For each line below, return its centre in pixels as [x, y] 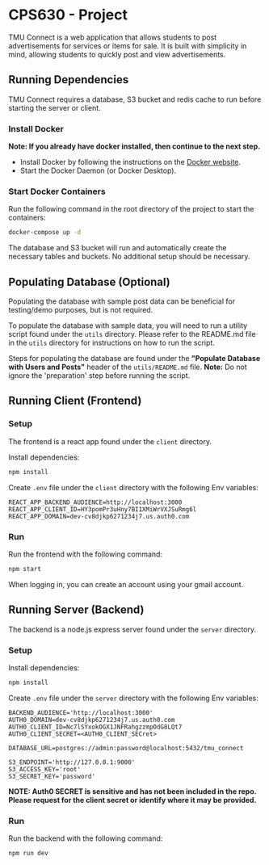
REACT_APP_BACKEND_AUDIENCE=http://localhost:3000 [95, 502]
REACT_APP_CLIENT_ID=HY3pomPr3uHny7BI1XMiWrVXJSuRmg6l [103, 509]
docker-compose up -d [45, 233]
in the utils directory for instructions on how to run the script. [112, 343]
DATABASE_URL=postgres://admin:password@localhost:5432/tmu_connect [126, 748]
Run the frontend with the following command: [86, 554]
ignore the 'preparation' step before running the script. [99, 376]
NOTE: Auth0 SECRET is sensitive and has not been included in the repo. [132, 791]
